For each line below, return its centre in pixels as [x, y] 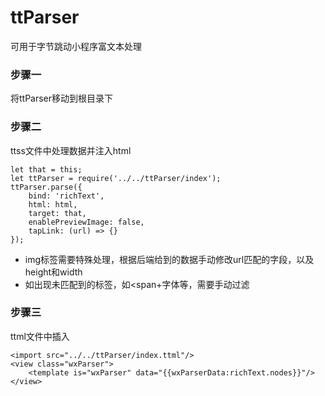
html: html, [53, 204]
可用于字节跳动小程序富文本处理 [76, 46]
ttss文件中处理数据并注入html [71, 150]
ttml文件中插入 [40, 336]
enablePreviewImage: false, [86, 222]
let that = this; [46, 169]
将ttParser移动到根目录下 [62, 98]
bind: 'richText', [66, 196]
